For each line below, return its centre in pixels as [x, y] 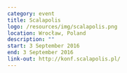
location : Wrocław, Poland [47, 33]
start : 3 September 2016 [44, 46]
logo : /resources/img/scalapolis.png [62, 26]
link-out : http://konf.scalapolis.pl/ [64, 59]
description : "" [31, 40]
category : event [31, 14]
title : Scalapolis [34, 20]
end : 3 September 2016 [40, 53]
